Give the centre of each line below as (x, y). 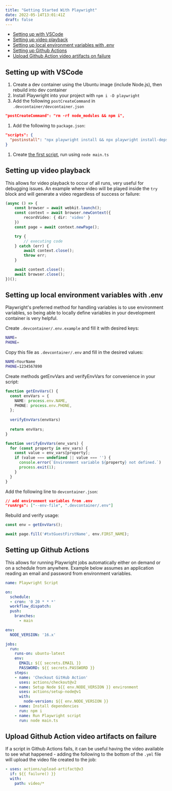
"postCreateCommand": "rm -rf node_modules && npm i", (65, 116)
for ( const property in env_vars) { (49, 448)
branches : (25, 616)
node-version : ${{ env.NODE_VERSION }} (66, 702)
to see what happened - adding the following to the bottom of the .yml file (83, 754)
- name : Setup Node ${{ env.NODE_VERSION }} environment (77, 687)
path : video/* (29, 783)
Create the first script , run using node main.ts (61, 154)
